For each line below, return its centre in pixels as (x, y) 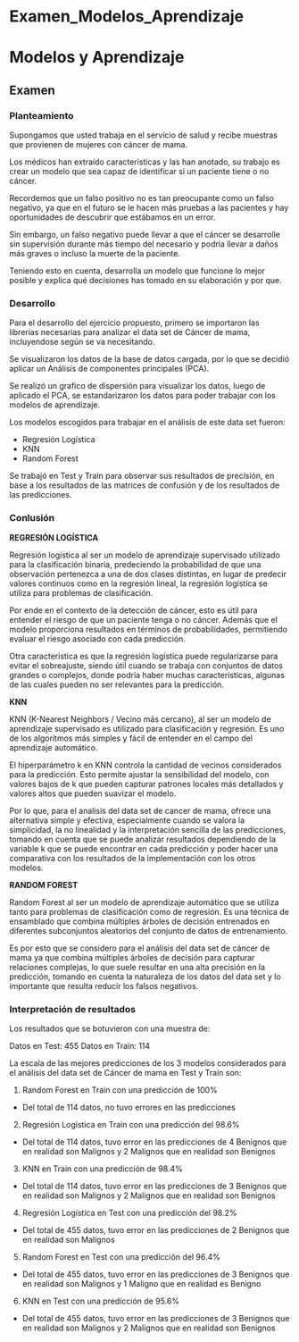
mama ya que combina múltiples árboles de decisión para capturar (132, 957)
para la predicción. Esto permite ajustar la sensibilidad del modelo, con (139, 774)
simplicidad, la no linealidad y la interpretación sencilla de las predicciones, (147, 829)
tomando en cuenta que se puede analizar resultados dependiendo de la (143, 839)
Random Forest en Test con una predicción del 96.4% (121, 1256)
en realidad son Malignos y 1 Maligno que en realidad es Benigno (141, 1283)
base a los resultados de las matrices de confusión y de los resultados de (145, 485)
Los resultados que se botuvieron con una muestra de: (110, 1028)
